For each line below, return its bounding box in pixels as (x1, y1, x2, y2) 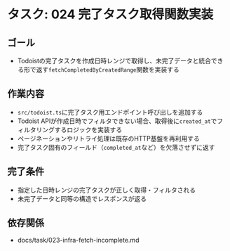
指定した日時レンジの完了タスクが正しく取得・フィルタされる (17, 186, 196, 194)
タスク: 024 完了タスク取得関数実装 (7, 6, 214, 22)
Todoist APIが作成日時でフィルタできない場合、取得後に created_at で (17, 117, 217, 125)
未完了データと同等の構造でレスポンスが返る (17, 194, 147, 202)
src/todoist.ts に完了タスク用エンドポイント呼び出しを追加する (17, 108, 203, 116)
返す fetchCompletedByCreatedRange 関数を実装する (36, 65, 180, 74)
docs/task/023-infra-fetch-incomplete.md (17, 236, 140, 245)
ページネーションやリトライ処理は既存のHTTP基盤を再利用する (17, 134, 200, 143)
